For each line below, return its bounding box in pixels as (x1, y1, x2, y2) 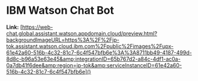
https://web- (22, 23, 53, 31)
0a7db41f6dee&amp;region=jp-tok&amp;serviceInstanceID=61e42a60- (6, 61, 182, 69)
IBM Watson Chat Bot (6, 4, 114, 17)
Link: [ (6, 23, 23, 31)
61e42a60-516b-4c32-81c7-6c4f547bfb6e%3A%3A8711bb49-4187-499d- (6, 49, 192, 56)
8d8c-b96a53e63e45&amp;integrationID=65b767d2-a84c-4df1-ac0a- (6, 55, 181, 62)
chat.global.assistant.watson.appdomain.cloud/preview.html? (6, 29, 158, 37)
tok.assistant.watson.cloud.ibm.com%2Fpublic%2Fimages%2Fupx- (6, 43, 174, 50)
